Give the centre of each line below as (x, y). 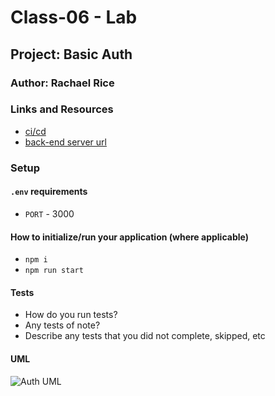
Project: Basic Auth (71, 54)
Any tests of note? (62, 325)
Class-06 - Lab (74, 17)
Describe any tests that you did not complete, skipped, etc (145, 336)
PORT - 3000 (49, 213)
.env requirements (49, 192)
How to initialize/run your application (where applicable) (129, 237)
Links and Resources (62, 109)
